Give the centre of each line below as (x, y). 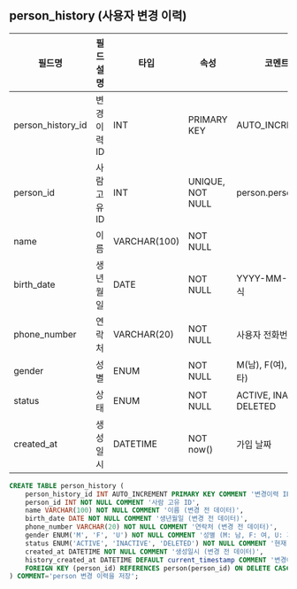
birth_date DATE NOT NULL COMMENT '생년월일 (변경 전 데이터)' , (137, 519)
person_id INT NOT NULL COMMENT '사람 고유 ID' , (113, 502)
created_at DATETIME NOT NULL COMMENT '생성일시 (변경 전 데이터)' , (145, 552)
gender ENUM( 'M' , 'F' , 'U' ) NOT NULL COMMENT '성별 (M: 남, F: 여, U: (154, 535)
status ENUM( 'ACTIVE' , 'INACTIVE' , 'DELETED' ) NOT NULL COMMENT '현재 (156, 543)
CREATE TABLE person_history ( (67, 485)
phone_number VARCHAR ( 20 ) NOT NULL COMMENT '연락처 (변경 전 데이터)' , (152, 527)
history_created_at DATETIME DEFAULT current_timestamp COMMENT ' (150, 560)
